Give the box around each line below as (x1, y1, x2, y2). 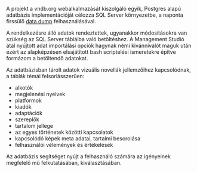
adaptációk (14, 110, 43, 116)
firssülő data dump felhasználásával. (6, 18, 97, 24)
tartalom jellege (14, 122, 54, 129)
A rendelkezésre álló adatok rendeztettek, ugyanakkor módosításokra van (6, 29, 187, 36)
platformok (14, 97, 42, 104)
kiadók (14, 103, 32, 110)
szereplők (14, 116, 40, 123)
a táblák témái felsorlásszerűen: (6, 73, 85, 79)
